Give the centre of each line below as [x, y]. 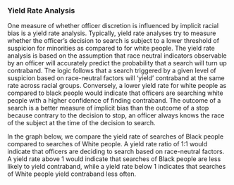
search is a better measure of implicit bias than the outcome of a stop [108, 108]
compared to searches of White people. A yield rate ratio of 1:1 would [107, 144]
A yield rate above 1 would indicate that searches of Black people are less [114, 159]
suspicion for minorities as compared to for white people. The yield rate [111, 49]
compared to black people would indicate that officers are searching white [115, 93]
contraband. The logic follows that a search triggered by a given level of [112, 71]
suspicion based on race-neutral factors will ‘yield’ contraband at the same [116, 78]
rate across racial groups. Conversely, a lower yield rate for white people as [117, 86]
